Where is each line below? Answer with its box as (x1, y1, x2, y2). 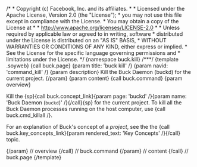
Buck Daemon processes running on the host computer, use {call (6, 106, 165, 112)
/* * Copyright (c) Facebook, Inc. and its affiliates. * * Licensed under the (6, 5, 185, 12)
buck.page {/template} (6, 154, 61, 160)
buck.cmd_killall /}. (6, 112, 52, 119)
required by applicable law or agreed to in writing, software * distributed (6, 30, 183, 38)
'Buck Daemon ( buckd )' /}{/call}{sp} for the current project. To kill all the (6, 99, 182, 106)
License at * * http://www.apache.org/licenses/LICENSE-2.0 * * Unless (6, 24, 180, 31)
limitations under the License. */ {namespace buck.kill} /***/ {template (6, 56, 179, 63)
